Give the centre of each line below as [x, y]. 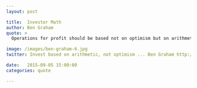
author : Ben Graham [30, 28]
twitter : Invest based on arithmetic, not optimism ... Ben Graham [90, 55]
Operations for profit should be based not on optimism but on [90, 39]
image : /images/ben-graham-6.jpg [47, 49]
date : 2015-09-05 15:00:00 [42, 65]
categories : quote [28, 70]
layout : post [22, 11]
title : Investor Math [34, 22]
